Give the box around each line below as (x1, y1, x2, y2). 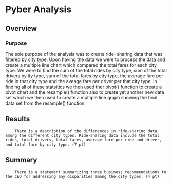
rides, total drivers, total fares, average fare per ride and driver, (5, 137, 162, 142)
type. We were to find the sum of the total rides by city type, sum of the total (5, 67, 167, 73)
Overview (5, 24, 37, 33)
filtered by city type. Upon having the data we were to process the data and (5, 56, 165, 63)
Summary (5, 156, 37, 165)
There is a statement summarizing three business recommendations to (14, 169, 167, 175)
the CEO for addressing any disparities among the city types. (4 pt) (5, 174, 160, 179)
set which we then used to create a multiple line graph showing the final (5, 94, 158, 100)
